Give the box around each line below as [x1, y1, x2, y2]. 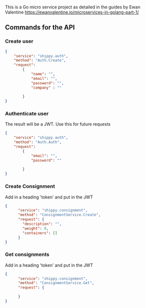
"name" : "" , [31, 72, 55, 77]
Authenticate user [5, 110, 49, 117]
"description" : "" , [22, 221, 62, 227]
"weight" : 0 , [22, 226, 49, 231]
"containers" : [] [22, 231, 57, 236]
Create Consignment [5, 183, 55, 190]
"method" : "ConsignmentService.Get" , [17, 281, 95, 286]
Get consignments [5, 251, 49, 258]
